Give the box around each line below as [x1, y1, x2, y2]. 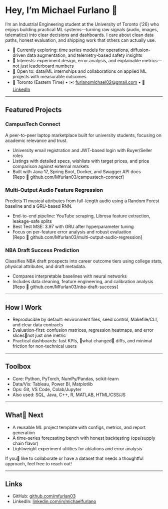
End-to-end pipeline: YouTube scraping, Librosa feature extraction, [12, 213, 150, 219]
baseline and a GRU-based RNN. [5, 203, 72, 209]
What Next [5, 411, 43, 420]
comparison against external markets [12, 163, 89, 169]
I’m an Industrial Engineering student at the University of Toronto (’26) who [5, 21, 159, 27]
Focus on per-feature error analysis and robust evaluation [12, 228, 131, 235]
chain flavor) [12, 440, 39, 446]
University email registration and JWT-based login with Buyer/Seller [12, 147, 152, 153]
